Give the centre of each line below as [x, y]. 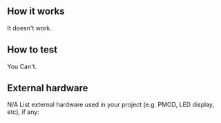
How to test [32, 50]
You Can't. [22, 66]
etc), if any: [23, 112]
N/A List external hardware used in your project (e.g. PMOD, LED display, [111, 105]
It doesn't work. [29, 28]
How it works [36, 11]
